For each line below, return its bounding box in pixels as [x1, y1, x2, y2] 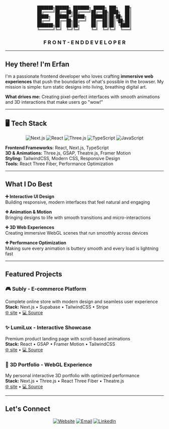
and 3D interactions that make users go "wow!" [5, 99, 103, 105]
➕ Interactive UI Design [5, 193, 54, 199]
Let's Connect [5, 405, 50, 413]
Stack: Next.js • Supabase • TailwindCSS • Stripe [5, 304, 109, 310]
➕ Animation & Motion [5, 208, 52, 214]
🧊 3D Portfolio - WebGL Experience [5, 361, 92, 368]
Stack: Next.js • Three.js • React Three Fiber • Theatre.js [5, 378, 124, 384]
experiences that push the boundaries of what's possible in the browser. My [5, 79, 164, 85]
